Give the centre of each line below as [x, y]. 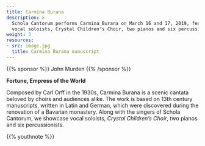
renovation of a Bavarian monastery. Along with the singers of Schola [93, 112]
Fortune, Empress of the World [46, 80]
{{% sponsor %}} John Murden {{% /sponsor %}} [69, 69]
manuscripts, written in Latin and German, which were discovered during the [103, 105]
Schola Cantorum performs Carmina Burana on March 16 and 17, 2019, [101, 23]
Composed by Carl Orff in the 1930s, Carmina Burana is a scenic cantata [98, 92]
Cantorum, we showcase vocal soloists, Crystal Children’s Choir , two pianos [102, 118]
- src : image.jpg [28, 46]
